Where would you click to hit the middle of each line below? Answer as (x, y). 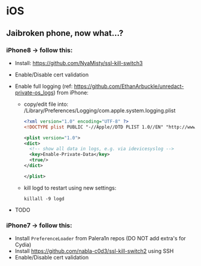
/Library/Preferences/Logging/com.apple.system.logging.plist (100, 110)
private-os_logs (34, 92)
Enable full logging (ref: (44, 86)
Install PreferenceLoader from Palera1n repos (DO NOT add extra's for (100, 239)
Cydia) (23, 245)
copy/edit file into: (46, 104)
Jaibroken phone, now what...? (65, 33)
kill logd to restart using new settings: (70, 188)
